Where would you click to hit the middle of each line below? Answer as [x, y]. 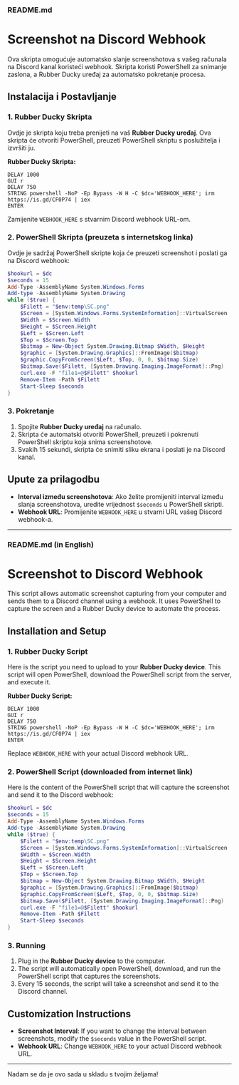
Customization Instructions [69, 1014]
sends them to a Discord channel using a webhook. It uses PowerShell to [114, 601]
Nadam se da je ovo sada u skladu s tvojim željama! [83, 1074]
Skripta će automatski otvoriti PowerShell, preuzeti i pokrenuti [108, 434]
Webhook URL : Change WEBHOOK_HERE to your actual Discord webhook [120, 1047]
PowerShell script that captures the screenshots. [89, 976]
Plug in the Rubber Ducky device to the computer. [91, 961]
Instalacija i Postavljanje [62, 97]
